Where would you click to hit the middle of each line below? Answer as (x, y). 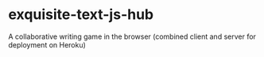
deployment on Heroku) (47, 44)
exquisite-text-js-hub (81, 15)
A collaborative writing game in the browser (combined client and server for (132, 36)
